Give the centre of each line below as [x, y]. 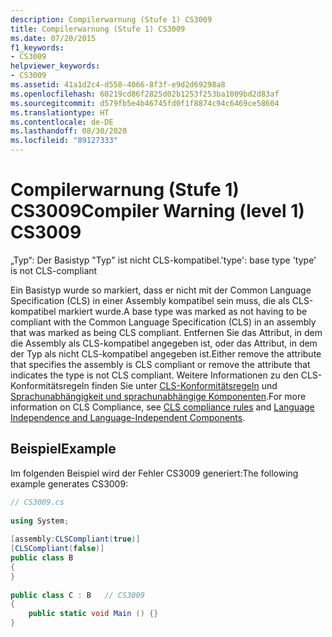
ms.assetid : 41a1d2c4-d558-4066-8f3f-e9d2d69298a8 [118, 85]
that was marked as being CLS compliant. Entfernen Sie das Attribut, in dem [166, 332]
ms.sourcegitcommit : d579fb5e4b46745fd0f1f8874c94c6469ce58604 [145, 103]
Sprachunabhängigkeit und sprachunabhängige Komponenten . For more [158, 396]
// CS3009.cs [37, 502]
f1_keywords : [37, 47]
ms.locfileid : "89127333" [64, 141]
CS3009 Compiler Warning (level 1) [157, 211]
